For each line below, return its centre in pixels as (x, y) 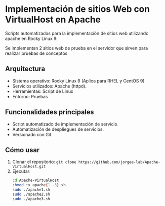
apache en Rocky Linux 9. (31, 39)
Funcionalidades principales (50, 112)
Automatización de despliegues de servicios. (58, 129)
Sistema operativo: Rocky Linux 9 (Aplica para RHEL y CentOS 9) (78, 81)
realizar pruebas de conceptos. (37, 53)
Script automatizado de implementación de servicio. (65, 124)
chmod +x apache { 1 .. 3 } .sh (39, 185)
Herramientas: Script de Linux (42, 91)
